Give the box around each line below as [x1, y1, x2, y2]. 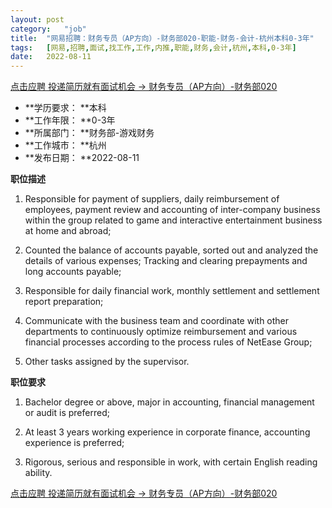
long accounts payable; [24, 266, 122, 278]
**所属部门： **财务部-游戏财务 [24, 127, 155, 139]
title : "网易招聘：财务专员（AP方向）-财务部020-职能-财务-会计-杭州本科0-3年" [10, 33, 315, 43]
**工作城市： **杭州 [24, 139, 107, 151]
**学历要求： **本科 [24, 102, 107, 114]
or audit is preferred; [24, 407, 110, 419]
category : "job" [10, 24, 87, 34]
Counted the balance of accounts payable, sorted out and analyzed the [24, 244, 319, 256]
